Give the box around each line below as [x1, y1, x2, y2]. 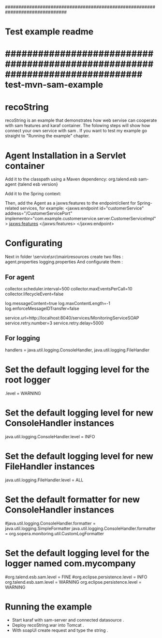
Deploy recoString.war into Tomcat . [12, 622, 84, 628]
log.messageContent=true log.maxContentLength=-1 [5, 301, 110, 306]
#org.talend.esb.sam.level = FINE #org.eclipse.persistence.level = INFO [5, 574, 147, 580]
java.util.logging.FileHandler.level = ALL [5, 477, 84, 483]
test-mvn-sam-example [5, 80, 103, 90]
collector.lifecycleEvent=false [5, 291, 64, 297]
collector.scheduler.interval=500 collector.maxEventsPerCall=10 [5, 286, 133, 291]
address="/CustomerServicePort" [5, 210, 73, 216]
